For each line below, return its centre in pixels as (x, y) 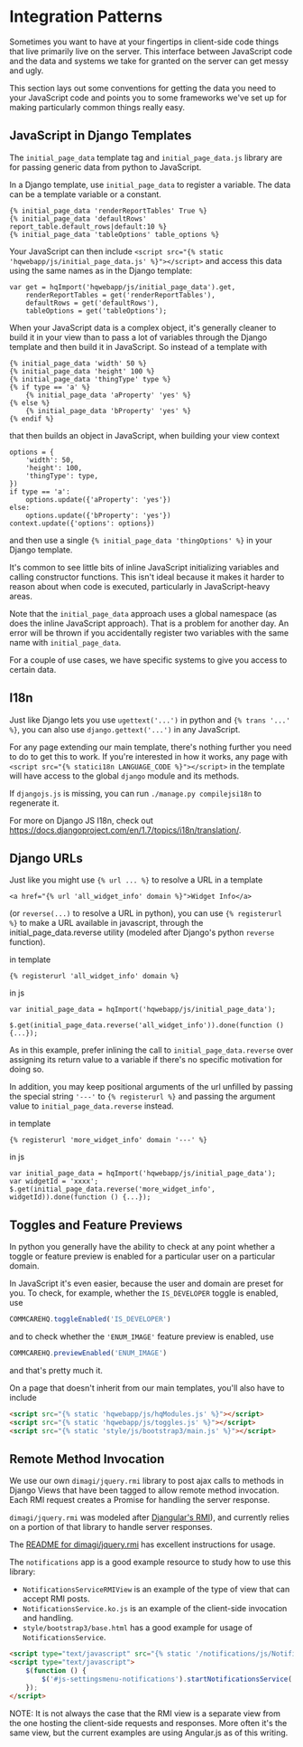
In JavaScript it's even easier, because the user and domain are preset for (147, 1284)
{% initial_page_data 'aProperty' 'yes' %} (109, 395)
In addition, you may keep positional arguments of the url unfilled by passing (151, 1087)
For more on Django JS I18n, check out (81, 820)
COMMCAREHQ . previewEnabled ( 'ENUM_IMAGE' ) (88, 1354)
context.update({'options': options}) (82, 523)
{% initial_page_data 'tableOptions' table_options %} (115, 234)
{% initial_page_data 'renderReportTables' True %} (108, 211)
